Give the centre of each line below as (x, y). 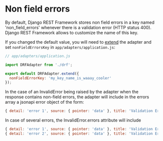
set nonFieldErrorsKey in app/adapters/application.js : (60, 47)
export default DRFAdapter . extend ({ (42, 74)
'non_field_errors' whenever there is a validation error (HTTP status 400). (78, 27)
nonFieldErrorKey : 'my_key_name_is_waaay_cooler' (60, 78)
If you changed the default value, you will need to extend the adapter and (78, 42)
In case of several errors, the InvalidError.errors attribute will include (73, 120)
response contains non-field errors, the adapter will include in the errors (77, 97)
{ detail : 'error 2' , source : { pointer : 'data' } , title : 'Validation (79, 134)
